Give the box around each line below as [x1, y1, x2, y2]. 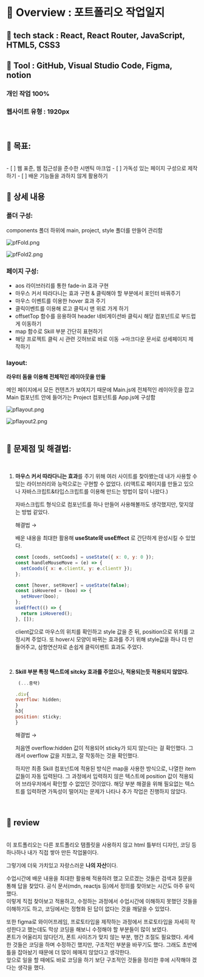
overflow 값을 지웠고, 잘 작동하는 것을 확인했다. [26, 751, 139, 759]
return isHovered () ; [21, 610, 73, 617]
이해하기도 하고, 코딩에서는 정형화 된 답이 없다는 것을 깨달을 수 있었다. [6, 905, 171, 912]
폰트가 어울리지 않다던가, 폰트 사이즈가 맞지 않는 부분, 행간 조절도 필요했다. [6, 933, 183, 940]
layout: [6, 358, 27, 367]
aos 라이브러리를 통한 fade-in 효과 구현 [15, 282, 109, 289]
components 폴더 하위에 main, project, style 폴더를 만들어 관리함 [6, 226, 163, 234]
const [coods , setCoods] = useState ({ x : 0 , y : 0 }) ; [15, 554, 155, 560]
